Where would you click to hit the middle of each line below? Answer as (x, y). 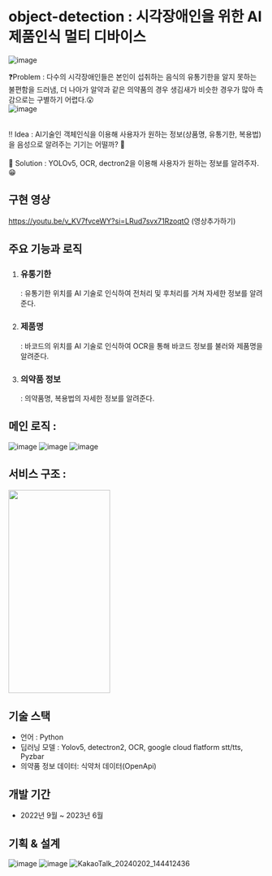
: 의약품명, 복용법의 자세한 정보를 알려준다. (87, 398)
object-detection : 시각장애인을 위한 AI (135, 17)
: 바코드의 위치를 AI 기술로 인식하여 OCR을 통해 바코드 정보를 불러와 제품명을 (141, 345)
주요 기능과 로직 (45, 249)
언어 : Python (42, 737)
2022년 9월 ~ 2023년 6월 (62, 815)
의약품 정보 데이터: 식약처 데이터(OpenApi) (88, 766)
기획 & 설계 (35, 843)
